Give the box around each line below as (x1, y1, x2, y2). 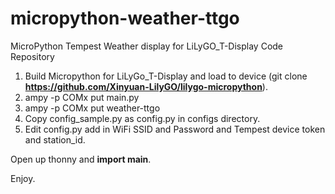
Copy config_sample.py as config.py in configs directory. (24, 112, 261, 124)
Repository (10, 50, 55, 62)
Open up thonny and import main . (10, 153, 152, 165)
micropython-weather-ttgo (10, 7, 240, 30)
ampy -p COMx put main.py (24, 91, 140, 103)
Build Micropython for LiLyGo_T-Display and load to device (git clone (24, 70, 308, 82)
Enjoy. (10, 172, 36, 184)
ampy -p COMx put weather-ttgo (24, 102, 161, 114)
